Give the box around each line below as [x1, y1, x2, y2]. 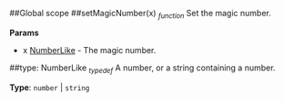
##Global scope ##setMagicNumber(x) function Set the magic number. [9, 8, 271, 21]
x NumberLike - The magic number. [22, 44, 157, 55]
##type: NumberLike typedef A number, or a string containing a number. [9, 62, 276, 75]
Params [9, 27, 39, 38]
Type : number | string [9, 81, 90, 93]
